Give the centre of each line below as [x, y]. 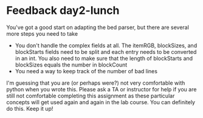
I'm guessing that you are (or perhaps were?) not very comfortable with [96, 83]
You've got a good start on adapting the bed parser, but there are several [98, 27]
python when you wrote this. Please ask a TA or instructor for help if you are [101, 89]
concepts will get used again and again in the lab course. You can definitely [101, 102]
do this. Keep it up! [30, 108]
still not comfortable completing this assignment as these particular [91, 96]
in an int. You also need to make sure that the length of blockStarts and [104, 58]
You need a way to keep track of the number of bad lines [86, 71]
